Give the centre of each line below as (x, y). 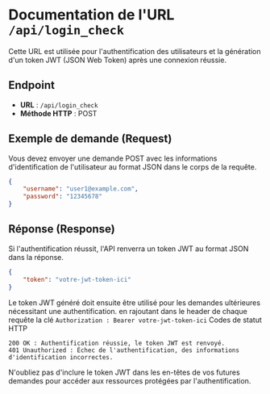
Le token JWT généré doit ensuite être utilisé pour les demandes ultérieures (134, 302)
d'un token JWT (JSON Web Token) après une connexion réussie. (118, 60)
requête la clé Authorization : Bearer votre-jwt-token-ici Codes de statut (135, 320)
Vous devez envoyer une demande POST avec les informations (113, 158)
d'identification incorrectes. (61, 357)
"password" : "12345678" (63, 197)
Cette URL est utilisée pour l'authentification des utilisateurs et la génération (135, 51)
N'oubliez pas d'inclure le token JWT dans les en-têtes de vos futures (124, 372)
